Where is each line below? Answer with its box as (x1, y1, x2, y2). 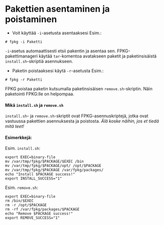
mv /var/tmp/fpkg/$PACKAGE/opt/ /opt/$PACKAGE (5, 164, 102, 168)
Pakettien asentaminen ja (5, 3, 110, 15)
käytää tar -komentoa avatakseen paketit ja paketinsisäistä (39, 53, 157, 59)
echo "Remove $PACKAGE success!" (5, 211, 73, 216)
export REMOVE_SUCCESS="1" (5, 216, 60, 221)
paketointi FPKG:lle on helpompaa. (5, 91, 75, 97)
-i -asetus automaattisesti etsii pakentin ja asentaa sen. (5, 48, 116, 54)
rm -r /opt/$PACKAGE (5, 203, 47, 208)
